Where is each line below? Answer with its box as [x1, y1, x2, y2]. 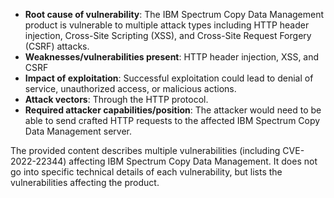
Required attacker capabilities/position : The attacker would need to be [24, 104, 322, 116]
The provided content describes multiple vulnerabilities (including [10, 145, 281, 156]
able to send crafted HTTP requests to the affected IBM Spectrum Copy [24, 115, 321, 126]
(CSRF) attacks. [24, 40, 90, 52]
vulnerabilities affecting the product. [10, 177, 160, 188]
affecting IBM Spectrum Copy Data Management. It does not [68, 155, 318, 167]
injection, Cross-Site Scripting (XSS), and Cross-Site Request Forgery [24, 30, 312, 41]
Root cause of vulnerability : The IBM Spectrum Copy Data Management [24, 9, 325, 20]
